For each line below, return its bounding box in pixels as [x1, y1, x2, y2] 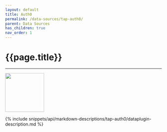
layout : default [5, 7, 39, 12]
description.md [5, 121, 36, 127]
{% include [5, 116, 28, 122]
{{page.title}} [5, 52, 62, 63]
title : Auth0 [5, 12, 32, 17]
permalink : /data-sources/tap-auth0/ [5, 16, 83, 21]
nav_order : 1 [5, 30, 32, 35]
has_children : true [5, 26, 46, 31]
